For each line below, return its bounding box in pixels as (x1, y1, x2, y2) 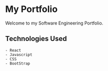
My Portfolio (5, 3, 58, 15)
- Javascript (5, 52, 33, 57)
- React (5, 47, 22, 53)
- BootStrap (5, 61, 30, 66)
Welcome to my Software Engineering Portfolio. (5, 20, 103, 26)
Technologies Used (5, 34, 67, 43)
